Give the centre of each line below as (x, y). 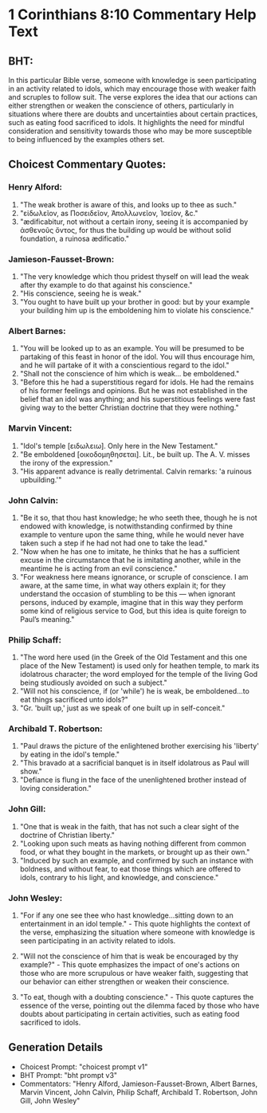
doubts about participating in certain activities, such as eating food (130, 1014)
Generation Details (56, 1047)
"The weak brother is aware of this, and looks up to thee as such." (128, 204)
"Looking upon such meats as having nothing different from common (133, 844)
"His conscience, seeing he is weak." (80, 293)
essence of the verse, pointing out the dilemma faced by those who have (139, 1005)
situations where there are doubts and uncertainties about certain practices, (133, 114)
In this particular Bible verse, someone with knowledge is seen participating (132, 80)
